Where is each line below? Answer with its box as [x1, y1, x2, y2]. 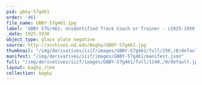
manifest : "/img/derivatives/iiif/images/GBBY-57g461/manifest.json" [6, 53, 185, 59]
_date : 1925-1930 [6, 31, 50, 37]
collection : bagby [6, 70, 52, 76]
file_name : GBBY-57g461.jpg [6, 20, 77, 26]
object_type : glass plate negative [6, 37, 96, 42]
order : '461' [6, 14, 39, 20]
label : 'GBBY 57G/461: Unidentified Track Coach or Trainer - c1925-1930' [6, 25, 198, 32]
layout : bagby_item [6, 64, 55, 71]
